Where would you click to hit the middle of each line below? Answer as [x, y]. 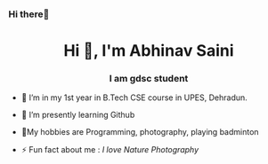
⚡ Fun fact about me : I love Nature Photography [110, 150]
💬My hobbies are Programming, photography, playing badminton [140, 132]
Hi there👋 [29, 14]
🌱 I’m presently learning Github [78, 115]
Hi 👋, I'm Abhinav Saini [149, 51]
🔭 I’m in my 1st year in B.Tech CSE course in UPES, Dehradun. [134, 98]
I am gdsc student [149, 79]
